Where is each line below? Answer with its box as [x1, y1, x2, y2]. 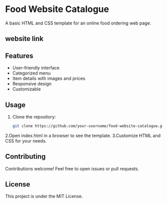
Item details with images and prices [12, 75, 86, 81]
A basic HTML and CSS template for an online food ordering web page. [5, 20, 152, 26]
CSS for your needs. [5, 137, 47, 143]
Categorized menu [12, 70, 51, 76]
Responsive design [12, 81, 52, 87]
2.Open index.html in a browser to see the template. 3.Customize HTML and [5, 132, 161, 138]
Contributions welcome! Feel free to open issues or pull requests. [5, 165, 140, 171]
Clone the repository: [12, 113, 56, 119]
